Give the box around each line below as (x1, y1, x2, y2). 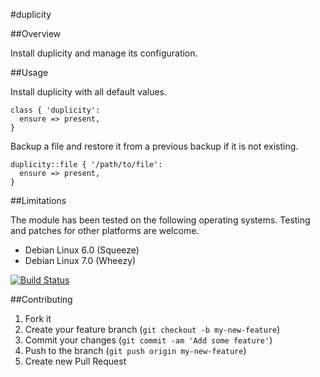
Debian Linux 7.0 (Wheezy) (24, 255, 137, 266)
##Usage (10, 67, 49, 78)
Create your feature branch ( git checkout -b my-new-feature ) (24, 324, 281, 335)
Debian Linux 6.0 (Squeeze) (24, 244, 140, 256)
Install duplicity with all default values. (10, 86, 167, 98)
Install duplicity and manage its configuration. (10, 47, 198, 59)
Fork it (24, 313, 52, 324)
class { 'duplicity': (10, 105, 101, 115)
